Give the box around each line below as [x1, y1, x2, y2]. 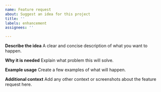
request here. [5, 81, 32, 88]
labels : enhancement [5, 20, 47, 26]
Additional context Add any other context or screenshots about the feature [5, 76, 157, 82]
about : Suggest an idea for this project [5, 12, 91, 17]
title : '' [5, 16, 25, 21]
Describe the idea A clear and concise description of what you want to [5, 43, 148, 49]
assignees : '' [5, 25, 34, 30]
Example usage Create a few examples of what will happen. [5, 67, 126, 73]
